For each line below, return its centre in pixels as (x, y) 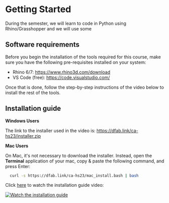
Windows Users (22, 120)
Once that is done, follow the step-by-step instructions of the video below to (84, 87)
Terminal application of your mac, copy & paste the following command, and (85, 161)
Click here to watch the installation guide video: (55, 185)
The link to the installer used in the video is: (50, 131)
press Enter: (18, 166)
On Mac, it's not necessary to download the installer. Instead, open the (79, 155)
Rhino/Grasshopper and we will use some (48, 28)
